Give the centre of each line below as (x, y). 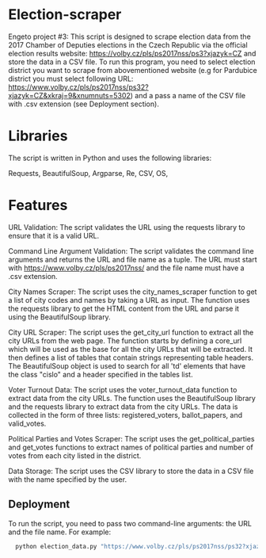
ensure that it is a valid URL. (54, 235)
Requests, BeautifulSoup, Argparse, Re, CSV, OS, (88, 173)
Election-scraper (65, 15)
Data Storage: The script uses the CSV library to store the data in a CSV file (131, 471)
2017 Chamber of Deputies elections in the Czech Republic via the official (128, 44)
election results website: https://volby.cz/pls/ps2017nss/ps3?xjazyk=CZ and (132, 53)
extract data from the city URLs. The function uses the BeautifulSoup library (132, 398)
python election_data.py (56, 546)
